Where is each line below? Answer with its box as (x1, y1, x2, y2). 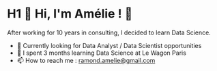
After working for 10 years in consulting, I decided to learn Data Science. (7, 28, 212, 37)
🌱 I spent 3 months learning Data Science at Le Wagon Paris (16, 49, 186, 57)
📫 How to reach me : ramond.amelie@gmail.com (16, 56, 156, 64)
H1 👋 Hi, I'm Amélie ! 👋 (7, 6, 133, 22)
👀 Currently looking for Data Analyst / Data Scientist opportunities (16, 41, 202, 49)
